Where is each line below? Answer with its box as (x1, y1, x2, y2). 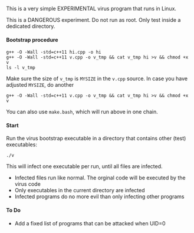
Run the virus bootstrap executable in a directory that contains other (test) (6, 135, 186, 142)
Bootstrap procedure (6, 36, 58, 43)
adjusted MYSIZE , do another (6, 81, 74, 88)
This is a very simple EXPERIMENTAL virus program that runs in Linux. (6, 5, 177, 12)
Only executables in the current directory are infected (14, 187, 145, 194)
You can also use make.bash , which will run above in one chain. (6, 109, 158, 116)
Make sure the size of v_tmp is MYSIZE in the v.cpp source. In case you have (6, 75, 188, 82)
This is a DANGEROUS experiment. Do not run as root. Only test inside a (6, 17, 181, 23)
